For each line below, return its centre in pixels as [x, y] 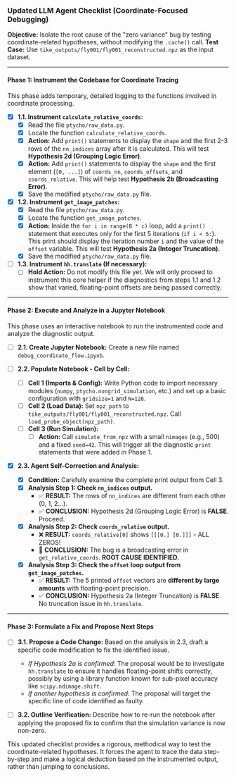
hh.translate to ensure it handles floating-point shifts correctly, [120, 671]
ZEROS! [50, 543]
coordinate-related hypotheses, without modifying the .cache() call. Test [113, 42]
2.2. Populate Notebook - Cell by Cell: [73, 369]
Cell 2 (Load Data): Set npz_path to [78, 406]
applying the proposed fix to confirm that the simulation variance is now [122, 723]
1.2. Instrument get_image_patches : [68, 202]
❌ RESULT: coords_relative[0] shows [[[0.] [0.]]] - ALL [124, 535]
